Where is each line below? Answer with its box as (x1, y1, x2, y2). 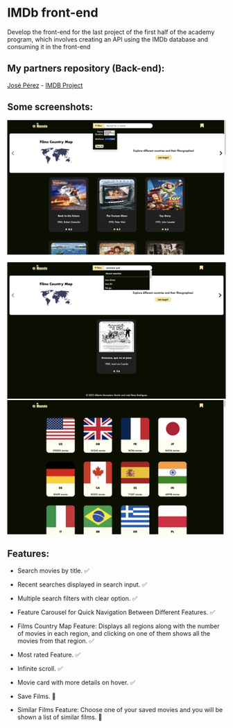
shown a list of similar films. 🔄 (17, 713, 103, 721)
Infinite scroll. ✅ (17, 664, 64, 673)
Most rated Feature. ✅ (17, 650, 81, 659)
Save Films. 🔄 (17, 692, 56, 700)
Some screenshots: (7, 101, 94, 113)
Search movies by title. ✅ (17, 566, 90, 575)
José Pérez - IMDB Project (7, 81, 83, 89)
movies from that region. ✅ (17, 636, 95, 645)
